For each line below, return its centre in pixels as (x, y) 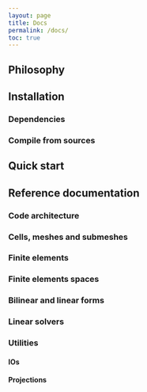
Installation (36, 97)
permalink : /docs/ (38, 30)
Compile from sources (52, 140)
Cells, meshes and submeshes (68, 237)
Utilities (23, 343)
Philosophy (37, 69)
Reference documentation (74, 193)
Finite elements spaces (54, 280)
